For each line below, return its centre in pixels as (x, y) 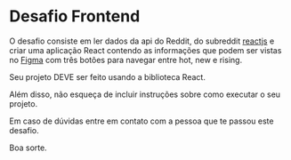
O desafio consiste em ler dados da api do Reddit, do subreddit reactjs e (142, 41)
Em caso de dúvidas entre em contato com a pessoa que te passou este (141, 121)
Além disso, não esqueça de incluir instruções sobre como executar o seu (145, 94)
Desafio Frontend (75, 16)
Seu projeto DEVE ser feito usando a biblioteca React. (108, 76)
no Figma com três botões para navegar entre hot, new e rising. (126, 60)
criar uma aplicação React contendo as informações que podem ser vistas (145, 50)
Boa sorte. (28, 148)
